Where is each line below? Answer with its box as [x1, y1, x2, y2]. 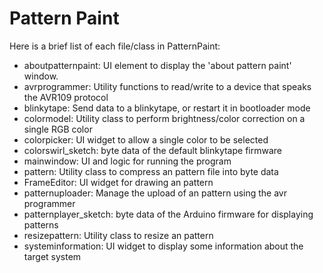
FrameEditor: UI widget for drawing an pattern [23, 176, 214, 188]
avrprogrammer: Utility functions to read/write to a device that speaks [23, 80, 312, 92]
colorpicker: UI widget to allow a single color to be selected [23, 133, 269, 146]
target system [23, 250, 82, 262]
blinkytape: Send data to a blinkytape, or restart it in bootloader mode [23, 102, 311, 114]
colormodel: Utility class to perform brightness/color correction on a [23, 112, 306, 124]
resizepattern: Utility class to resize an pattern [23, 229, 214, 241]
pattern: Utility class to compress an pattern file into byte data [23, 165, 279, 177]
